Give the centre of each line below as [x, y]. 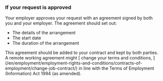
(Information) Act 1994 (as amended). [43, 74]
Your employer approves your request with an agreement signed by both [79, 18]
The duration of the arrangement [46, 43]
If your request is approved [38, 7]
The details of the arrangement [44, 33]
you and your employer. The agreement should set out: [61, 23]
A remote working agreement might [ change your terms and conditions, [79, 58]
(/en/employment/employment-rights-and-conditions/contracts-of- [74, 63]
